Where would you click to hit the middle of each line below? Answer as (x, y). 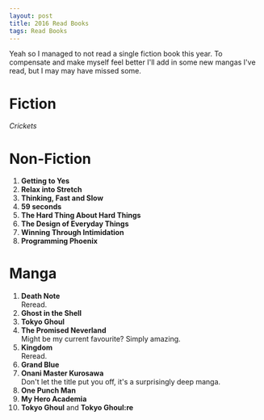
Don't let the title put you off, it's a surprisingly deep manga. (121, 382)
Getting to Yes (45, 181)
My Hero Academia (54, 399)
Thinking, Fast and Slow (62, 198)
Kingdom (37, 347)
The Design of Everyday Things (75, 224)
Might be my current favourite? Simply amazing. (101, 339)
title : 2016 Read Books (49, 23)
